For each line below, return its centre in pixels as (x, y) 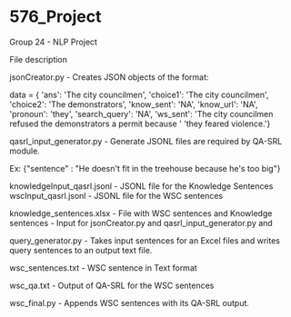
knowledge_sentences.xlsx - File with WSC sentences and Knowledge (141, 213)
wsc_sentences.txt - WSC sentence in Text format (103, 267)
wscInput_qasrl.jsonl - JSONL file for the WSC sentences (116, 195)
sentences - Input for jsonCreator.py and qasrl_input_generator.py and (141, 223)
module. (25, 151)
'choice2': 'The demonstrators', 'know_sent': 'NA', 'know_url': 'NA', (134, 104)
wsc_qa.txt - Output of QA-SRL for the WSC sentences (112, 285)
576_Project (55, 17)
